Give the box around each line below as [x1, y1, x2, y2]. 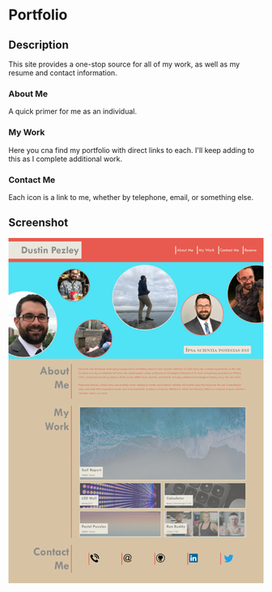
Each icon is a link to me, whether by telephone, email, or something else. [8, 192, 253, 202]
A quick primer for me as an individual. [8, 107, 138, 117]
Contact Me [8, 174, 56, 185]
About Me [8, 87, 49, 99]
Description [8, 38, 69, 52]
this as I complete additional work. [8, 154, 123, 164]
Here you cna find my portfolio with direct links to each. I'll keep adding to [8, 145, 255, 155]
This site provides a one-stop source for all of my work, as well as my [8, 59, 240, 69]
